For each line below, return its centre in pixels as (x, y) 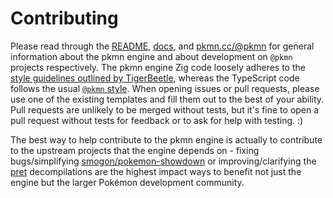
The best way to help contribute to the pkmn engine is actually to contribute (166, 139)
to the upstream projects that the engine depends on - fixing (135, 150)
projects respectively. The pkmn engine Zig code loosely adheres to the (158, 67)
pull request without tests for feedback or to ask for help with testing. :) (157, 120)
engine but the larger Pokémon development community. (127, 182)
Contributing (64, 18)
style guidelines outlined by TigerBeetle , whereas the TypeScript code (155, 78)
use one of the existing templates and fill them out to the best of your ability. (167, 99)
